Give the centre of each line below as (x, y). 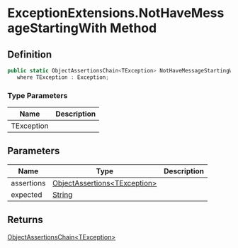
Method (133, 28)
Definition (29, 54)
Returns (25, 220)
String (63, 195)
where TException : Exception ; (63, 77)
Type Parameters (38, 95)
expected (27, 195)
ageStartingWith (57, 28)
